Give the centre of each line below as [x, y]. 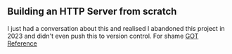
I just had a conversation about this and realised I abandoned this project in [116, 28]
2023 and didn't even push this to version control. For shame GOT [103, 36]
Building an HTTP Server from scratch [92, 12]
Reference [22, 43]
